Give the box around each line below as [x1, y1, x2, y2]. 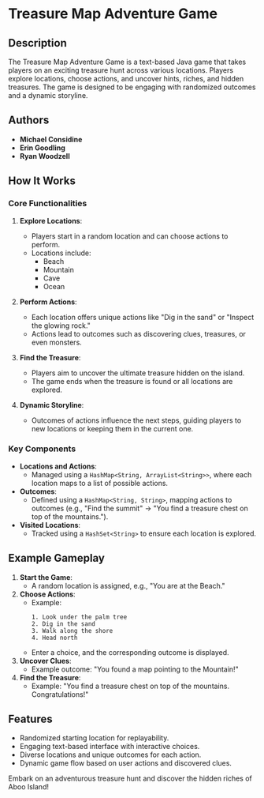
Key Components [8, 443, 76, 454]
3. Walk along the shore [31, 627, 113, 634]
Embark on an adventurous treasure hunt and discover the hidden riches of [8, 774, 252, 783]
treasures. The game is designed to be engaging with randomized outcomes [8, 82, 256, 92]
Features [8, 713, 53, 725]
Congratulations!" [31, 689, 89, 699]
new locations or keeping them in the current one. [31, 423, 194, 433]
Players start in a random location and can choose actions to [31, 231, 229, 241]
